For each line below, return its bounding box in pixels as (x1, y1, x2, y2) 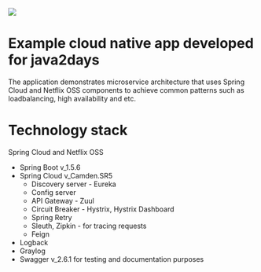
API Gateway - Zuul (31, 196, 94, 205)
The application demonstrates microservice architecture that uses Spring (8, 77, 245, 86)
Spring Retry (31, 212, 72, 222)
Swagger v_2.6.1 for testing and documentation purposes (19, 254, 204, 263)
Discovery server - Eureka (31, 179, 116, 189)
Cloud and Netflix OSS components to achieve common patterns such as (8, 85, 245, 94)
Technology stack (8, 122, 128, 139)
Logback (19, 237, 49, 247)
